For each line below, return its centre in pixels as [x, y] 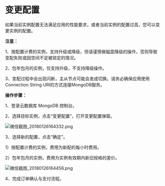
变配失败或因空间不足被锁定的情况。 [42, 57]
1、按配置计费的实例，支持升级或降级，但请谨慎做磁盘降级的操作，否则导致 [81, 52]
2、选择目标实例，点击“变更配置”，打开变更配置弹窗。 [60, 116]
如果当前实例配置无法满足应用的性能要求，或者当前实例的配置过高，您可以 [80, 25]
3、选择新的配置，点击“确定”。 [36, 137]
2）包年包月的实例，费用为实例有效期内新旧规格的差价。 [62, 158]
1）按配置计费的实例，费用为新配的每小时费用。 [53, 147]
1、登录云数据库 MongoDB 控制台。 [41, 106]
